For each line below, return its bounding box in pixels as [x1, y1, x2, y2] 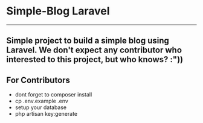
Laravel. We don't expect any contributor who [6, 45, 182, 55]
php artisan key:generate [14, 110, 78, 118]
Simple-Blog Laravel [6, 4, 110, 18]
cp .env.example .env [14, 98, 68, 105]
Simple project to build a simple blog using [6, 36, 169, 46]
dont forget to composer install [14, 91, 92, 98]
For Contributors [6, 75, 71, 85]
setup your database [14, 104, 67, 111]
